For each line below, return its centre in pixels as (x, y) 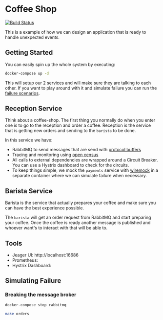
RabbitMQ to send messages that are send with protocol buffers (77, 150)
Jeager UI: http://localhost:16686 (45, 255)
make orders (17, 314)
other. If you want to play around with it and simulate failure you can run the (81, 88)
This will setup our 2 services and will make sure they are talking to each (78, 83)
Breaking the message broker (41, 295)
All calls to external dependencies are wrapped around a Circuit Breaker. (85, 160)
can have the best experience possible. (45, 208)
